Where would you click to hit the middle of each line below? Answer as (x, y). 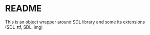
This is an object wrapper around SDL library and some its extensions (75, 22)
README (23, 9)
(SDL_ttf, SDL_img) (24, 27)
